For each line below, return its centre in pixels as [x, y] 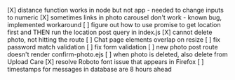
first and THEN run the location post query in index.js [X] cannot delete [110, 32]
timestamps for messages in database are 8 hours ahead [89, 69]
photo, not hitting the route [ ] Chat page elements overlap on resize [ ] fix [114, 40]
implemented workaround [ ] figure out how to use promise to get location [114, 25]
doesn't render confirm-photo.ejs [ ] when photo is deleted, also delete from [117, 54]
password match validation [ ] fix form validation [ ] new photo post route [113, 47]
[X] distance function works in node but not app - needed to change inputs [116, 10]
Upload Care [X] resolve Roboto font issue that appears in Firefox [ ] [106, 62]
